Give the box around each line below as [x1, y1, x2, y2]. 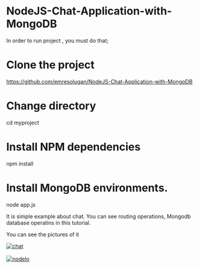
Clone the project [6, 58, 95, 72]
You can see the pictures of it [6, 231, 80, 238]
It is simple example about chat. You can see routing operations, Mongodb [6, 213, 191, 220]
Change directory [6, 99, 96, 113]
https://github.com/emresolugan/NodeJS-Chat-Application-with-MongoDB [6, 78, 193, 85]
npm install [6, 160, 34, 167]
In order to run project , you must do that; [6, 37, 109, 44]
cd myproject [6, 119, 39, 126]
